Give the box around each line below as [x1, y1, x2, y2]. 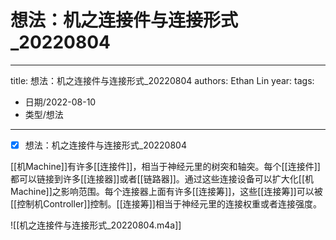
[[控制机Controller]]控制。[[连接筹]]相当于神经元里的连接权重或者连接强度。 [10, 198, 322, 210]
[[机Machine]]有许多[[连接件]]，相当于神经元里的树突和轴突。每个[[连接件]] [10, 161, 321, 172]
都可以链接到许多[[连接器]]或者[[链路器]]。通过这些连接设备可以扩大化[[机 [10, 173, 315, 185]
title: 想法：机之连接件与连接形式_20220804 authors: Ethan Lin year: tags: [10, 74, 315, 86]
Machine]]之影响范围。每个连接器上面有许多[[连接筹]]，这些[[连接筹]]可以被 [10, 186, 323, 197]
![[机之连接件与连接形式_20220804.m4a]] [10, 219, 182, 231]
